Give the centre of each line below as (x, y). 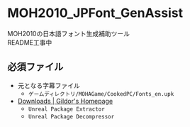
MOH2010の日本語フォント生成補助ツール (68, 33)
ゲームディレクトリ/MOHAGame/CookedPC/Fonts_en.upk (101, 94)
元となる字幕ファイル (49, 85)
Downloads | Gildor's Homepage (65, 101)
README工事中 (30, 42)
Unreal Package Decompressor (71, 116)
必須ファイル (35, 67)
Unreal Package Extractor (66, 109)
